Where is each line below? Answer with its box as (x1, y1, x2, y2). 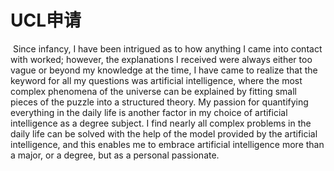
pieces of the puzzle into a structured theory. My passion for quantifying (10, 96, 309, 108)
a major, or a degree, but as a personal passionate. (10, 149, 220, 161)
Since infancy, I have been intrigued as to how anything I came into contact (12, 42, 323, 55)
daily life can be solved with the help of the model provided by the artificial (10, 127, 318, 140)
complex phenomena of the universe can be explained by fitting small (10, 85, 297, 97)
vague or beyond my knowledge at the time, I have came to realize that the (10, 64, 318, 76)
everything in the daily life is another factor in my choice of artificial (10, 106, 288, 118)
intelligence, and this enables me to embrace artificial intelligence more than (10, 138, 325, 150)
